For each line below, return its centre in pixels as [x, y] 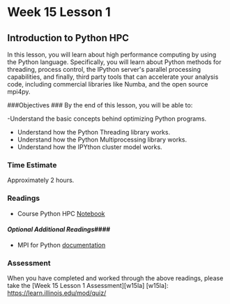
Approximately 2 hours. [41, 180]
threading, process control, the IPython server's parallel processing [104, 69]
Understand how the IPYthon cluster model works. [90, 147]
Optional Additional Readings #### [59, 229]
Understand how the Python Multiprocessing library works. [102, 139]
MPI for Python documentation [61, 245]
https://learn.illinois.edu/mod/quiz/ [57, 293]
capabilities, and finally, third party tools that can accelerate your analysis [113, 77]
